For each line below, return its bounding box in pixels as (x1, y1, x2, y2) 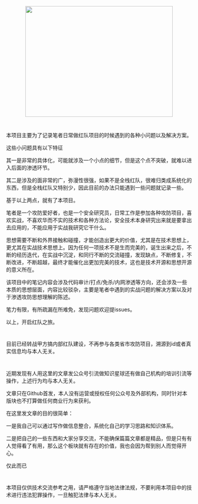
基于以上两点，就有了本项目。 (6, 197, 78, 204)
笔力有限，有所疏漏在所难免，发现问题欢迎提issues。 (6, 306, 136, 313)
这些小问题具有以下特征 (6, 144, 63, 151)
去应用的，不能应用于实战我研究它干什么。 (6, 224, 110, 231)
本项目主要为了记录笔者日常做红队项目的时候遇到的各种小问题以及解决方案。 (6, 132, 192, 139)
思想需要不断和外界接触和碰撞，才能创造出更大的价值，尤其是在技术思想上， (6, 236, 192, 244)
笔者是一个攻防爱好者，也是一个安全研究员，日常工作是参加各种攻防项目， (6, 209, 187, 216)
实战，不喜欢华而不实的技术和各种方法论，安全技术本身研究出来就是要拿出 (11, 217, 192, 224)
